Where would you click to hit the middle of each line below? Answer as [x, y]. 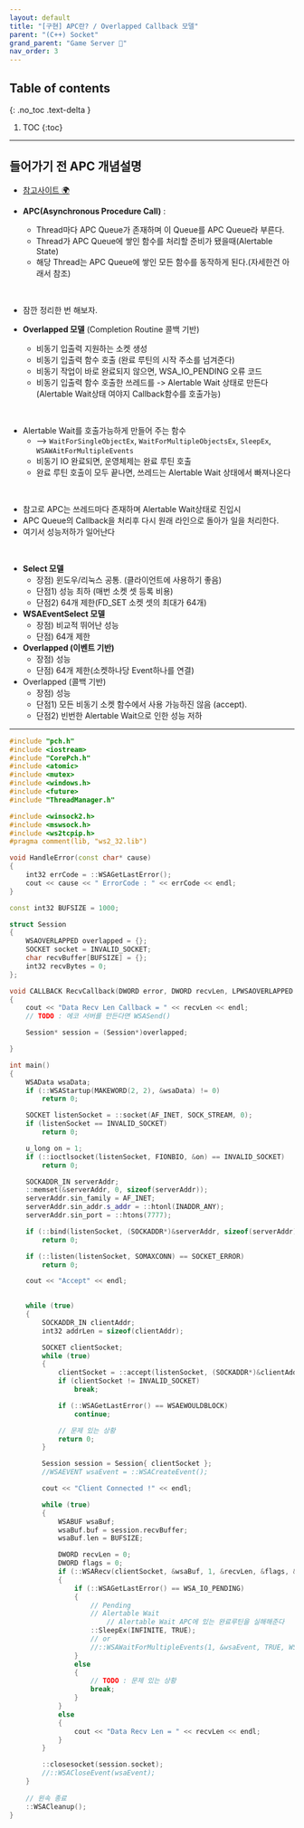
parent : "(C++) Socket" [54, 34]
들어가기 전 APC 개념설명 [76, 167]
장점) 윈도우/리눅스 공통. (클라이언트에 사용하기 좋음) [129, 579]
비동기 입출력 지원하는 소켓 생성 [91, 348]
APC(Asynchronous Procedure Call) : [94, 211]
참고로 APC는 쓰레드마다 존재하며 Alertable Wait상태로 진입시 [132, 509]
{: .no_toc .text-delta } [50, 109]
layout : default [40, 18]
